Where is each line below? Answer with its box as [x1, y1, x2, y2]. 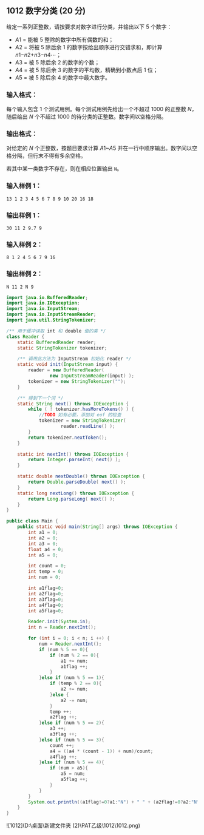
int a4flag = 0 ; [28, 602, 64, 608]
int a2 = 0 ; [28, 535, 59, 541]
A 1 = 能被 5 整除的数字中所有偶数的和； [15, 36, 114, 43]
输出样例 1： [6, 211, 42, 220]
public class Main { [6, 518, 59, 524]
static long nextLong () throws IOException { [17, 490, 135, 496]
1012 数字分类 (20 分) [6, 5, 86, 16]
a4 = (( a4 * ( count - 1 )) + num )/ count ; [49, 748, 154, 754]
